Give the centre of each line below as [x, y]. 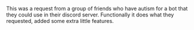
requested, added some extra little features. [60, 21]
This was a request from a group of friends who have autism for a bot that [97, 9]
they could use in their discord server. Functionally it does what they [90, 15]
